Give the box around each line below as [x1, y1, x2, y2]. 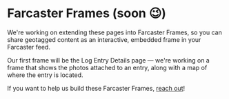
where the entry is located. [7, 71, 84, 79]
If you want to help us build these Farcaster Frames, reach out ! [7, 84, 186, 92]
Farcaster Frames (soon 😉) [7, 5, 167, 21]
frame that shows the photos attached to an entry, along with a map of [7, 63, 208, 71]
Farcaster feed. [7, 43, 50, 51]
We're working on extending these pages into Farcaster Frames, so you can [7, 28, 222, 36]
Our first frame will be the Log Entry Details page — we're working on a [7, 56, 210, 64]
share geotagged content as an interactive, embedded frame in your [7, 35, 201, 43]
